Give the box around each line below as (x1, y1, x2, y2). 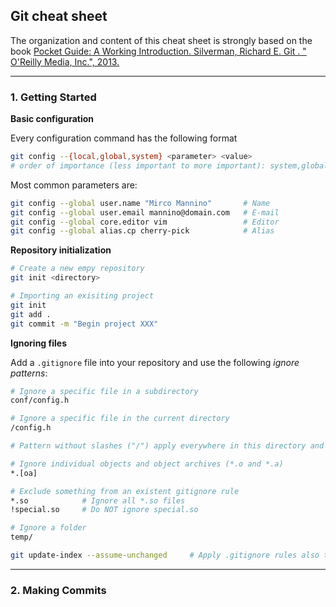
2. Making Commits (10, 583, 107, 597)
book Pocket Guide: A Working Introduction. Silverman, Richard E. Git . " (10, 45, 307, 57)
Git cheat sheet (10, 8, 108, 25)
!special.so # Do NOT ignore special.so (10, 505, 199, 515)
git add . (10, 309, 52, 319)
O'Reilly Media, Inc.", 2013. (10, 55, 120, 68)
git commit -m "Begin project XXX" (10, 319, 159, 329)
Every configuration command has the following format (10, 132, 238, 144)
